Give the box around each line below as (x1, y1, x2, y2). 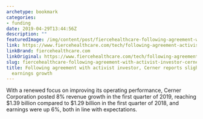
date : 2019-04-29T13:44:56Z (6, 25, 77, 32)
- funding (6, 20, 31, 26)
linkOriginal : (6, 53, 42, 59)
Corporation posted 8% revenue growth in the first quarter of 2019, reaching (6, 93, 196, 100)
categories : (6, 14, 36, 20)
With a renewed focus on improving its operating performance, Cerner (6, 87, 182, 94)
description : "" (6, 31, 47, 37)
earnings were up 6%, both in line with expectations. (6, 106, 138, 113)
